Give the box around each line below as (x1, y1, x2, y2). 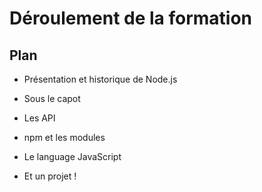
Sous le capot (23, 93, 81, 104)
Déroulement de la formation (9, 7, 253, 30)
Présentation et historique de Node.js (23, 73, 178, 85)
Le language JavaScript (23, 151, 122, 162)
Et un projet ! (23, 170, 77, 182)
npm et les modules (23, 132, 106, 143)
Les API (23, 112, 56, 124)
